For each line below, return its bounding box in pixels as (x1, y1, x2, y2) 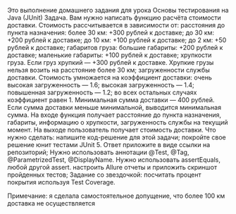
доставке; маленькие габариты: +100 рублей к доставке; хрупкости (7, 51, 212, 59)
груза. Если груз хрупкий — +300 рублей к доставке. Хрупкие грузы (7, 58, 214, 66)
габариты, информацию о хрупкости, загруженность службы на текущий (7, 118, 228, 126)
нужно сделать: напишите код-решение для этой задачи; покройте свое (7, 133, 227, 141)
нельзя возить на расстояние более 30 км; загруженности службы (7, 66, 210, 74)
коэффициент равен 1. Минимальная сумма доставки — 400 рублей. (7, 96, 215, 104)
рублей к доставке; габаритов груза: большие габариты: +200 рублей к (7, 44, 223, 51)
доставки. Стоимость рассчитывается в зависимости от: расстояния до (7, 21, 225, 29)
